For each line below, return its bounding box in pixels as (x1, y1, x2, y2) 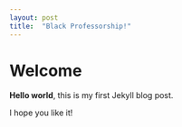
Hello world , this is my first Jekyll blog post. (9, 90, 174, 101)
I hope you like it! (9, 107, 73, 118)
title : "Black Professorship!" (9, 22, 131, 31)
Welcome (9, 60, 82, 81)
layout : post (9, 13, 59, 23)
